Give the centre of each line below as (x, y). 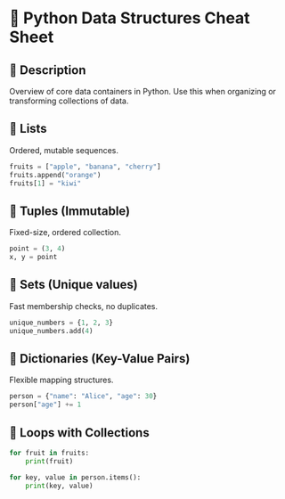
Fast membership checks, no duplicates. (84, 306)
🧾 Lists (28, 129)
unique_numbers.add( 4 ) (51, 331)
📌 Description (48, 70)
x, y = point (33, 258)
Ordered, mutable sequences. (64, 150)
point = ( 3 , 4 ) (37, 249)
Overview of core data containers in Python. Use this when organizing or (142, 91)
